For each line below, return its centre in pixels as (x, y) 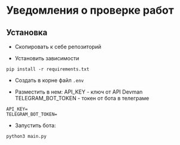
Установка (27, 33)
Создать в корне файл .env (49, 80)
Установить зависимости (47, 58)
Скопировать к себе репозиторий (58, 47)
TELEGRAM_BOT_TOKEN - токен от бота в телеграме (82, 98)
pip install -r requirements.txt (48, 69)
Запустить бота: (35, 125)
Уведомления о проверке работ (90, 10)
